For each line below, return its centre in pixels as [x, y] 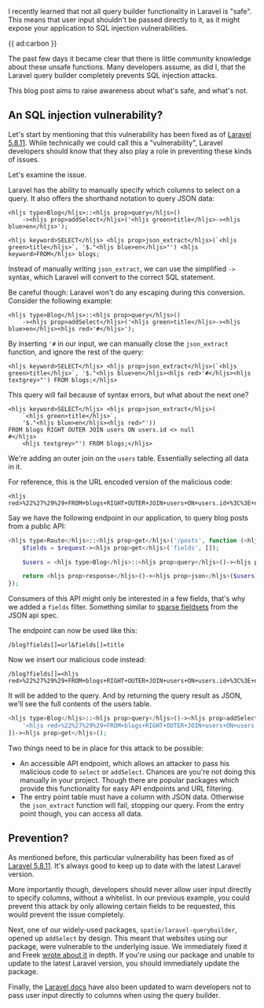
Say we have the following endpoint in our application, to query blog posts [128, 517]
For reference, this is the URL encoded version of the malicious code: [120, 482]
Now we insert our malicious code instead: [77, 660]
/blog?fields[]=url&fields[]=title [66, 645]
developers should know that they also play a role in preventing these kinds [130, 151]
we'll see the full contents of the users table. [80, 704]
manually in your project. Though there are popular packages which [129, 780]
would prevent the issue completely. [67, 914]
